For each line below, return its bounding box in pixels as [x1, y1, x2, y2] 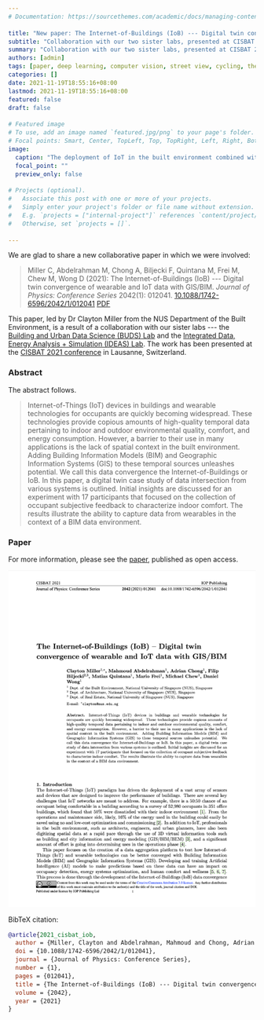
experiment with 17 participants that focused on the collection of [27, 492, 236, 502]
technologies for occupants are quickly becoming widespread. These [27, 408, 253, 418]
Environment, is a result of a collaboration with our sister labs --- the [8, 323, 230, 332]
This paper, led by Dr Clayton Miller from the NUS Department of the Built [8, 314, 246, 324]
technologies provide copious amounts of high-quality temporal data [27, 417, 250, 426]
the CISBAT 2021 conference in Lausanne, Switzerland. [8, 348, 187, 357]
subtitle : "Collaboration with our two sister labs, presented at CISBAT [8, 38, 255, 46]
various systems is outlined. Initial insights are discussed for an [27, 484, 233, 493]
